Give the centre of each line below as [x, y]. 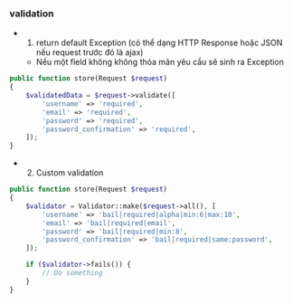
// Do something [72, 273]
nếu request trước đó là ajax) [90, 52]
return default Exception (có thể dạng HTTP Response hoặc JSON [159, 43]
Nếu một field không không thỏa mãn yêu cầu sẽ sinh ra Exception [160, 62]
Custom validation [70, 173]
